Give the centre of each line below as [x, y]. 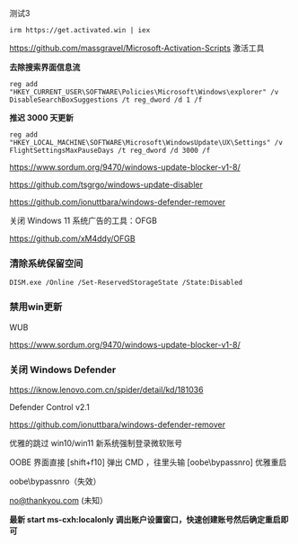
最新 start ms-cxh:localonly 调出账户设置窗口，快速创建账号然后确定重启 [145, 519]
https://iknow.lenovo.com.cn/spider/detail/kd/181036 [106, 389]
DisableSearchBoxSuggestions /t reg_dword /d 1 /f [106, 100]
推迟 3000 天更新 [41, 118]
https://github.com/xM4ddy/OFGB [73, 238]
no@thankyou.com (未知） [58, 500]
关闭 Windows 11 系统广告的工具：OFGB [83, 220]
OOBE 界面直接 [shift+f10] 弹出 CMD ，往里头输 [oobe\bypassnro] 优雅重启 [148, 462]
